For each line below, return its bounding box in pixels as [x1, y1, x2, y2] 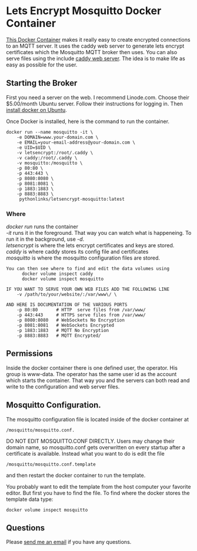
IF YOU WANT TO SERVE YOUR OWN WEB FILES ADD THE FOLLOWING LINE [6, 287, 169, 293]
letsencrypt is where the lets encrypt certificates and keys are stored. [6, 242, 175, 249]
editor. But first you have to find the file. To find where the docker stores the [6, 489, 190, 496]
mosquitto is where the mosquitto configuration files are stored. [6, 254, 161, 261]
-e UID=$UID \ [16, 144, 51, 151]
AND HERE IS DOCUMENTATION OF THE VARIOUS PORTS [6, 302, 128, 308]
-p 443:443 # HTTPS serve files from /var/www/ [16, 312, 146, 318]
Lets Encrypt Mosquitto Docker [6, 4, 162, 18]
